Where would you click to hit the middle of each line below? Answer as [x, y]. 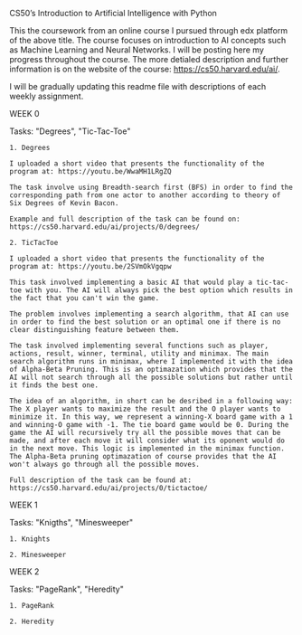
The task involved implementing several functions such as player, [139, 346]
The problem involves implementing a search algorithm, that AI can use [149, 314]
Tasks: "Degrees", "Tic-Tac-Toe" [70, 131]
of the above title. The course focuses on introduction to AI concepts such [148, 40]
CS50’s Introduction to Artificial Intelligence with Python [113, 13]
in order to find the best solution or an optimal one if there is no [145, 322]
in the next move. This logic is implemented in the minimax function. [147, 449]
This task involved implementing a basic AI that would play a [131, 282]
